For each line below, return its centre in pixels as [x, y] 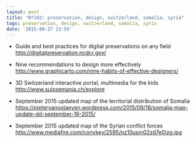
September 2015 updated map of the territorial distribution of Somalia [103, 101]
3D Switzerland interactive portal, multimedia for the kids [87, 83]
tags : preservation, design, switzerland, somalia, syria [82, 23]
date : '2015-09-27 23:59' [39, 29]
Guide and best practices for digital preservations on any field [93, 46]
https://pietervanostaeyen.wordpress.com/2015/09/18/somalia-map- [101, 108]
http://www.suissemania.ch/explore [60, 90]
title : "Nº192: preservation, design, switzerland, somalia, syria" [95, 18]
